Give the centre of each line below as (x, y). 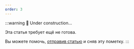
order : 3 (14, 9)
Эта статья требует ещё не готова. (41, 32)
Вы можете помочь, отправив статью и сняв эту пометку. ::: (67, 41)
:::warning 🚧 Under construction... (39, 23)
